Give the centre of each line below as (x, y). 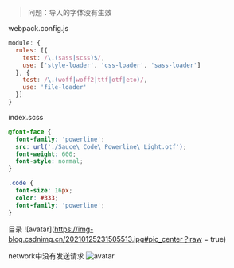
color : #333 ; (37, 198)
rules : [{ (31, 50)
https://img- (74, 229)
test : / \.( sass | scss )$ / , (64, 58)
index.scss (26, 117)
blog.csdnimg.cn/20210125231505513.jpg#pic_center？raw (105, 239)
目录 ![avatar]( (31, 229)
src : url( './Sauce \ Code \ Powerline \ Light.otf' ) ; (101, 146)
